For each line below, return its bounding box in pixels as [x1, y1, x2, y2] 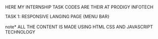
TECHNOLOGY [5, 29, 36, 35]
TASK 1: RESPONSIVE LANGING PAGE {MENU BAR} [5, 14, 110, 19]
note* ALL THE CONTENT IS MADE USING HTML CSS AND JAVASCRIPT [5, 24, 153, 30]
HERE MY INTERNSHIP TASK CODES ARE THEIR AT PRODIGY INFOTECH [5, 4, 154, 10]
